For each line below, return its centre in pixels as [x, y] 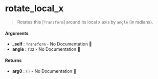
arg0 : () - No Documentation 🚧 [44, 71]
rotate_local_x [34, 9]
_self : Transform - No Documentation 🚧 [52, 44]
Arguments [17, 33]
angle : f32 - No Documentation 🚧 [46, 49]
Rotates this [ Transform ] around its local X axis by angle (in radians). [85, 22]
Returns [13, 60]
